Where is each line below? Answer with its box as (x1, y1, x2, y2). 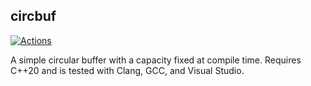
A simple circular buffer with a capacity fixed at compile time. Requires (10, 54, 302, 66)
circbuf (10, 8, 57, 25)
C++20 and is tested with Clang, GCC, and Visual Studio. (10, 64, 245, 76)
